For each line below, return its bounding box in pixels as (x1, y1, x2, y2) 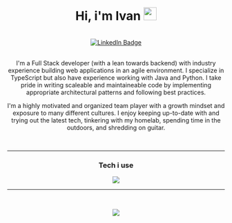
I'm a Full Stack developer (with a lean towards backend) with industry (16, 59, 216, 67)
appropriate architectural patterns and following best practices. (26, 88, 206, 96)
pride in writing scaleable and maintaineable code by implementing (20, 81, 212, 89)
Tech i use (98, 160, 134, 170)
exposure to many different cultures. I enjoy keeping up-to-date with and (12, 109, 220, 117)
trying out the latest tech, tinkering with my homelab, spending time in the (11, 116, 221, 124)
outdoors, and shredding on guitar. (66, 123, 166, 131)
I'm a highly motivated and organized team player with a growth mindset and (7, 101, 225, 109)
